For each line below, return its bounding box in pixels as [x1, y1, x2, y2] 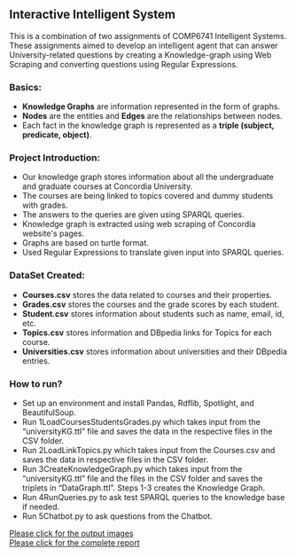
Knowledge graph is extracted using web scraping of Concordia [21, 219, 256, 230]
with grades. [21, 200, 68, 211]
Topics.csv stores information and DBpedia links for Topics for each [21, 327, 272, 338]
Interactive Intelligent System [9, 7, 175, 22]
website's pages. [21, 228, 85, 239]
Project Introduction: [9, 152, 100, 164]
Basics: [9, 81, 43, 93]
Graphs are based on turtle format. [21, 238, 149, 248]
